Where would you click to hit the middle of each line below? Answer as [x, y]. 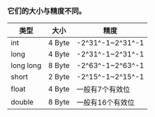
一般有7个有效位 [103, 90]
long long [26, 65]
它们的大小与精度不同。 [46, 10]
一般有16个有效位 [105, 102]
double [22, 102]
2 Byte [59, 77]
